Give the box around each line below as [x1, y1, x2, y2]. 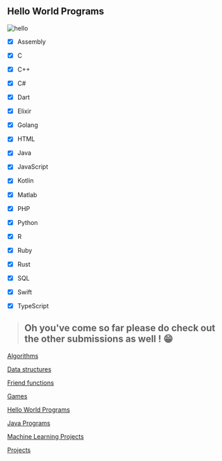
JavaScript [17, 162, 49, 171]
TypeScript [17, 302, 49, 310]
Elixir [17, 107, 32, 115]
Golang [17, 121, 38, 129]
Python [17, 218, 38, 226]
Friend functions [7, 378, 54, 387]
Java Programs [7, 419, 51, 427]
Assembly [17, 37, 46, 46]
